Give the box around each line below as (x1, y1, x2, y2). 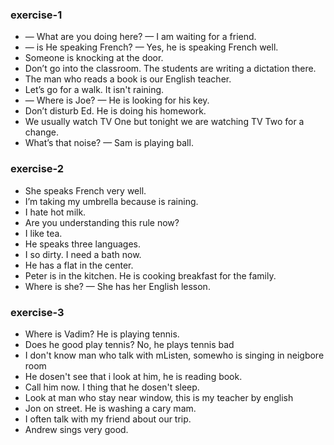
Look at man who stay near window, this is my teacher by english (24, 391, 294, 403)
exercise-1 (10, 8, 63, 22)
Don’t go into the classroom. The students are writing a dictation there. (24, 63, 317, 75)
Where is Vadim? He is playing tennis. (24, 328, 180, 340)
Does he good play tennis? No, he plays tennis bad (24, 338, 235, 350)
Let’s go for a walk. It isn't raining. (24, 84, 165, 96)
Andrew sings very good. (24, 423, 129, 435)
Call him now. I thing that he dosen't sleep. (24, 381, 200, 393)
